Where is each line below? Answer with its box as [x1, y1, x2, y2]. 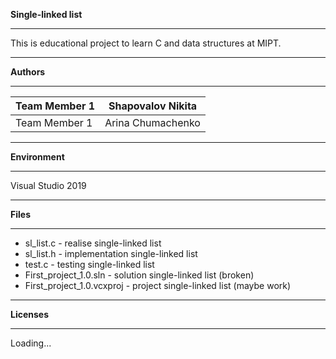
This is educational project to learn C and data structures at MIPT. [10, 37, 282, 49]
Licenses [10, 309, 50, 320]
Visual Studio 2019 [10, 180, 87, 191]
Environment [10, 151, 65, 163]
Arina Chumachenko [104, 116, 201, 129]
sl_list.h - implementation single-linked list [24, 248, 198, 259]
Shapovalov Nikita [108, 99, 198, 113]
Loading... [10, 337, 52, 349]
